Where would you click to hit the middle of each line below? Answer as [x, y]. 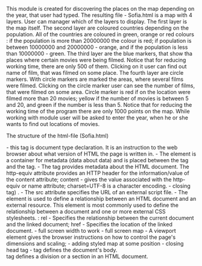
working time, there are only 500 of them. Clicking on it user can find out [96, 66]
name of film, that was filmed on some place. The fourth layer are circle [95, 73]
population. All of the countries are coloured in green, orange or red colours [100, 34]
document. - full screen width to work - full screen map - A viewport [91, 231]
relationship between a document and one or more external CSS [86, 211]
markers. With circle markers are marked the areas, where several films [95, 79]
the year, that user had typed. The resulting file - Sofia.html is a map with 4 [99, 15]
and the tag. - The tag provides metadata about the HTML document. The [98, 166]
